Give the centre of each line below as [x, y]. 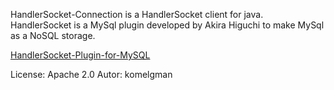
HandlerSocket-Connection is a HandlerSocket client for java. [137, 14]
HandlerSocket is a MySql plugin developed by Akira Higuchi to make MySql [167, 25]
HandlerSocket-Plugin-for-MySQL [80, 55]
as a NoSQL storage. [53, 35]
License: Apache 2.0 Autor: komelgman [91, 74]
